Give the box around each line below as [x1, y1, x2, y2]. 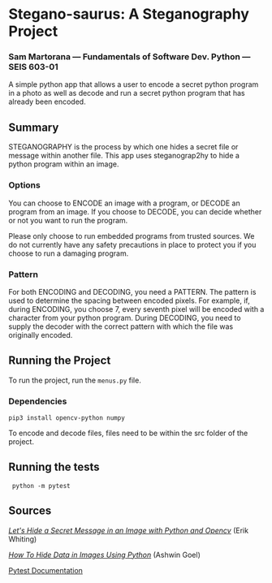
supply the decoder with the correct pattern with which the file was [8, 322, 234, 331]
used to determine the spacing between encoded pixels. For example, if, [8, 296, 250, 305]
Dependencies [8, 395, 67, 407]
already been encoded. [8, 97, 87, 106]
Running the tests [8, 460, 100, 474]
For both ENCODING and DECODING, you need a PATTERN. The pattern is [8, 287, 257, 296]
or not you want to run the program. [8, 215, 128, 225]
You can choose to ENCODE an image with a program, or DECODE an [8, 198, 241, 208]
